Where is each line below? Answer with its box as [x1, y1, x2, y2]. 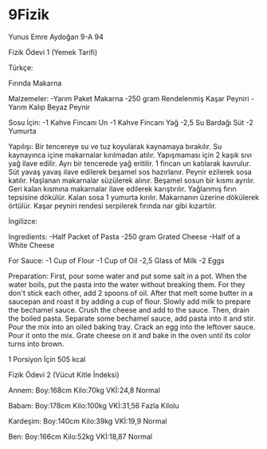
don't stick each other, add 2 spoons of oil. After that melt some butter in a [8, 288, 253, 297]
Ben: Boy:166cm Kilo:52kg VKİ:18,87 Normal [8, 431, 153, 441]
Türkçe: [8, 62, 33, 73]
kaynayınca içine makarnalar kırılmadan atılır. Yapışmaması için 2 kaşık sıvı [8, 150, 253, 160]
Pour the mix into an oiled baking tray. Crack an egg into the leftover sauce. [8, 321, 256, 332]
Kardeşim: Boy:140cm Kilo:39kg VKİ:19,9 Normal [8, 416, 167, 426]
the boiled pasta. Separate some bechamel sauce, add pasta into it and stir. [8, 313, 256, 323]
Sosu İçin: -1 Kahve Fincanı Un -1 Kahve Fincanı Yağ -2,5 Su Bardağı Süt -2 [8, 117, 253, 127]
